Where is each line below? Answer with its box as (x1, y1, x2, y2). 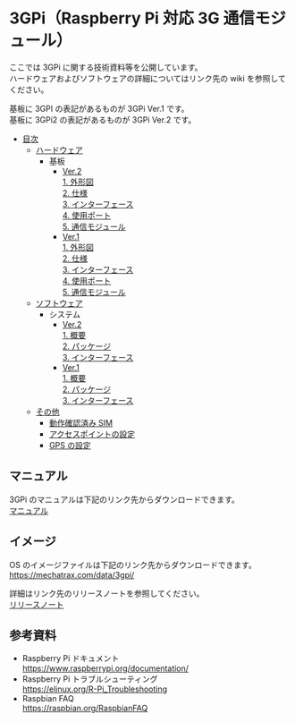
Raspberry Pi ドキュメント (21, 653, 120, 664)
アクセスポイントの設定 (48, 429, 136, 439)
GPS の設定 (48, 439, 91, 450)
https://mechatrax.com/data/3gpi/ (9, 569, 135, 580)
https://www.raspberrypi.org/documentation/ (21, 663, 190, 674)
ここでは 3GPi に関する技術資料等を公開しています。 (9, 62, 203, 72)
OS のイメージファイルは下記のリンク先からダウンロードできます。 (9, 559, 257, 570)
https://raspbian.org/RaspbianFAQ (21, 703, 148, 714)
